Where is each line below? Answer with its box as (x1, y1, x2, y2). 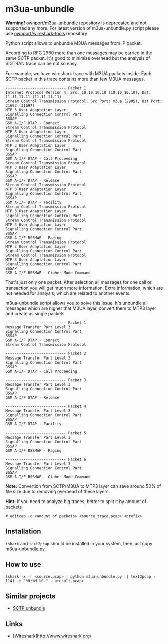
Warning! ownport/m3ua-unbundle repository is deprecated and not (5, 20, 147, 26)
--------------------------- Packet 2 (5, 351, 86, 356)
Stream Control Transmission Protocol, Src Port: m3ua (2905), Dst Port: (5, 99, 163, 104)
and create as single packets (5, 310, 65, 316)
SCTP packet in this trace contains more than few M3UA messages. (5, 76, 145, 82)
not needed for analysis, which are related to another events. (5, 290, 131, 296)
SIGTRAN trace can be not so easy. (5, 60, 78, 66)
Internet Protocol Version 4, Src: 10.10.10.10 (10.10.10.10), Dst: (5, 90, 151, 95)
